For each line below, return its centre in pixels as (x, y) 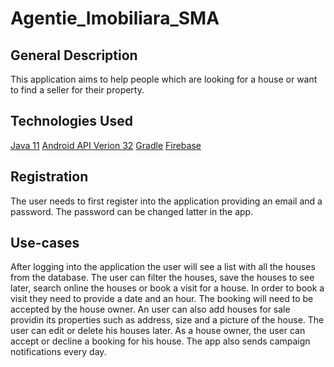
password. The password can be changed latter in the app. (132, 211)
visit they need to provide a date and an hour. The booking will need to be (162, 299)
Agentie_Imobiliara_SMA (115, 18)
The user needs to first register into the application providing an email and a (166, 201)
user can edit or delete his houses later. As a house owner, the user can (158, 331)
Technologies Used (71, 121)
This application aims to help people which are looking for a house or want (164, 79)
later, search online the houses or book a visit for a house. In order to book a (167, 288)
